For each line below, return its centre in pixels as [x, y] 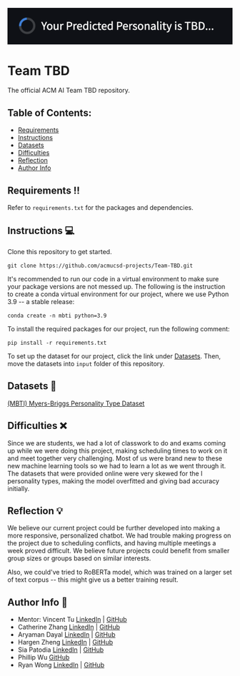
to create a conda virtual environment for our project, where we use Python [118, 294]
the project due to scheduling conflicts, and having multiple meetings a [112, 543]
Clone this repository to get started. [60, 251]
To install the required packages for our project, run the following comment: [119, 328]
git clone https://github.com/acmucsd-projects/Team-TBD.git [100, 266]
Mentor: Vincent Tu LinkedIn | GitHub [72, 620]
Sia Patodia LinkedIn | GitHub [61, 650]
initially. [19, 488]
